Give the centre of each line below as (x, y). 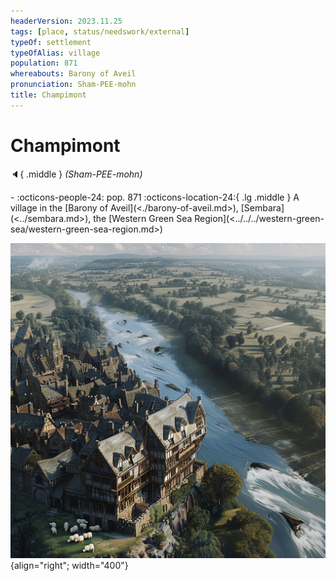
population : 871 (44, 63)
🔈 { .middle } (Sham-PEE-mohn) (76, 174)
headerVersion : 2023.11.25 (66, 21)
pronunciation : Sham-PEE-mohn (73, 85)
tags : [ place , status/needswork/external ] (100, 31)
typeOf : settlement (51, 42)
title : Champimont (48, 95)
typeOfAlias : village (55, 53)
